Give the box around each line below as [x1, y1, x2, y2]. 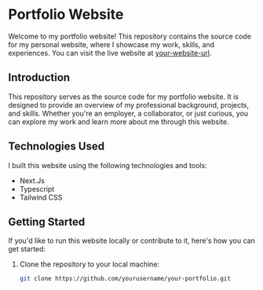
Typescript [19, 184, 55, 193]
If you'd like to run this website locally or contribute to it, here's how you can [8, 236, 255, 245]
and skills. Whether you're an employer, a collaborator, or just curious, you [8, 108, 249, 118]
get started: [8, 244, 46, 254]
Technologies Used [8, 140, 104, 153]
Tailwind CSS [19, 193, 63, 202]
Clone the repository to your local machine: [19, 259, 159, 269]
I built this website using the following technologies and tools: [8, 160, 207, 170]
